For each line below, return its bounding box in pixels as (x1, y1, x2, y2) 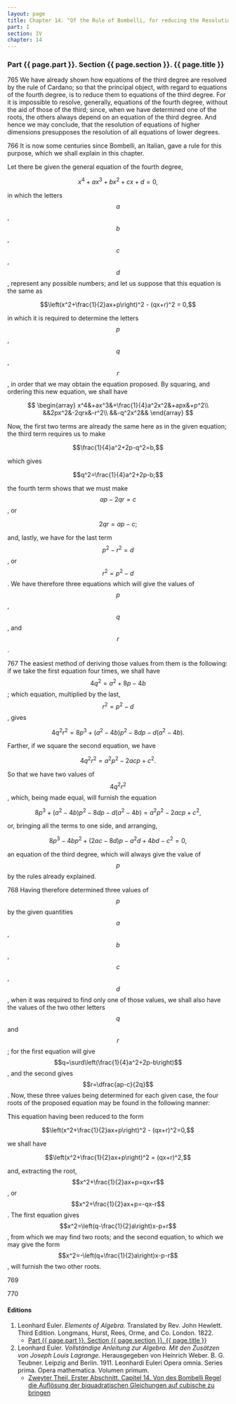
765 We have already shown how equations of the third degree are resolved (7, 75, 227, 84)
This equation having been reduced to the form (7, 1112, 144, 1120)
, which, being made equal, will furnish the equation (7, 793, 157, 802)
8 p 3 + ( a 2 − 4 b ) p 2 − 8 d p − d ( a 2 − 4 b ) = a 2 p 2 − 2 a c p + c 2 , (34, 807, 202, 816)
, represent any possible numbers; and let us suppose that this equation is (7, 279, 221, 288)
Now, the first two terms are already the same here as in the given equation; (7, 422, 227, 431)
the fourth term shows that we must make (7, 484, 129, 493)
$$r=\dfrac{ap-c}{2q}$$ (82, 1080, 154, 1088)
